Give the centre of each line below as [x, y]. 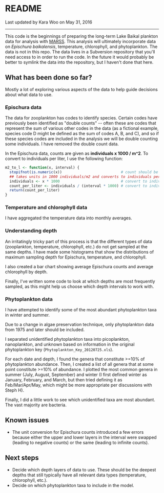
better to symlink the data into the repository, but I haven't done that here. [79, 62]
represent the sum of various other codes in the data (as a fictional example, [82, 128]
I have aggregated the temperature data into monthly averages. [69, 218]
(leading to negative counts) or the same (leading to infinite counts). [81, 442]
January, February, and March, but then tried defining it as [64, 380]
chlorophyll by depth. [26, 272]
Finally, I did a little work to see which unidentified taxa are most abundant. [80, 400]
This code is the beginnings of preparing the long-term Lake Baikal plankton [82, 36]
